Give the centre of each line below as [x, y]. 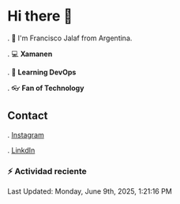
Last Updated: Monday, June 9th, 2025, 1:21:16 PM [90, 191]
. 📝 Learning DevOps [42, 72]
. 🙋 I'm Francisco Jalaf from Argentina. [70, 38]
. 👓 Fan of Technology [46, 88]
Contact [28, 116]
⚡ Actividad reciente [47, 171]
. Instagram [26, 134]
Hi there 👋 [40, 16]
